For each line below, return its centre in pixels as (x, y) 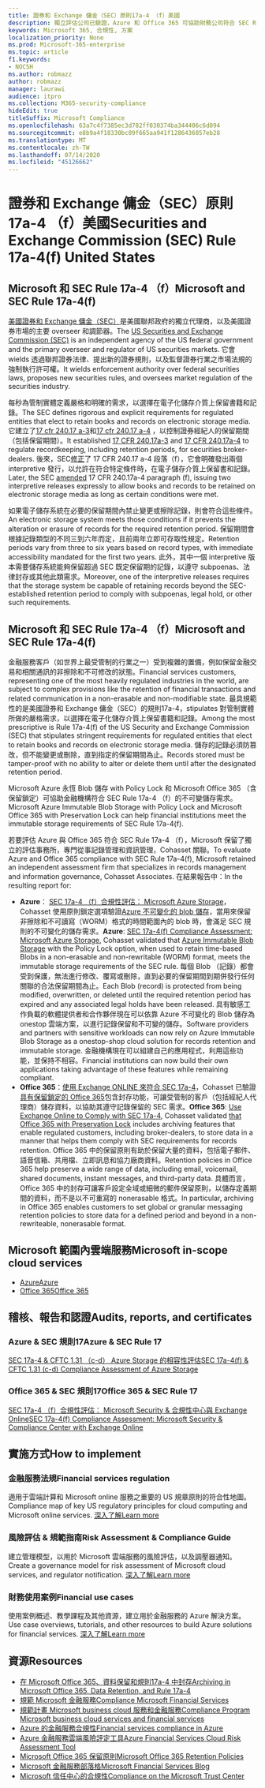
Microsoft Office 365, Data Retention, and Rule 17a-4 (105, 1690)
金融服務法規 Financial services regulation (89, 1479)
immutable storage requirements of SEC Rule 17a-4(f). (96, 823)
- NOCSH (21, 67)
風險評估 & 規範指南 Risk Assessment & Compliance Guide (119, 1538)
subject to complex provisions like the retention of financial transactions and (132, 689)
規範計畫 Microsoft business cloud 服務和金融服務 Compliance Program (135, 1710)
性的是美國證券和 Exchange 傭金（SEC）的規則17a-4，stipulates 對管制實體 (131, 708)
